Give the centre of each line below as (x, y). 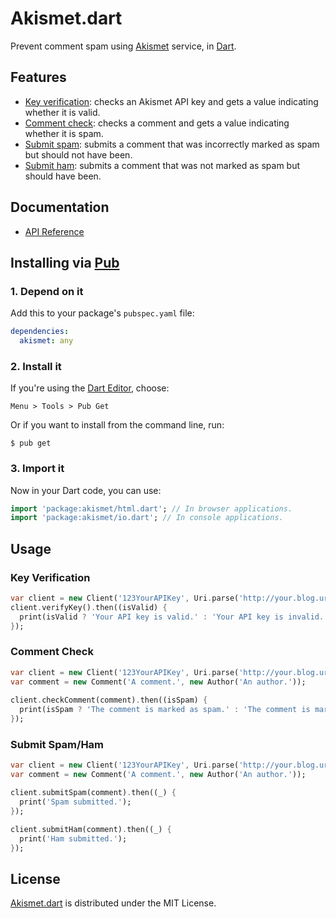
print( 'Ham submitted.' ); (73, 838)
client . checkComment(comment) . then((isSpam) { (109, 700)
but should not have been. (78, 154)
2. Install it (36, 366)
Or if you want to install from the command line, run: (117, 425)
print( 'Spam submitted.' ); (75, 802)
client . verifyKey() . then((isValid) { (89, 607)
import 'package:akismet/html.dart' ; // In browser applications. (151, 508)
